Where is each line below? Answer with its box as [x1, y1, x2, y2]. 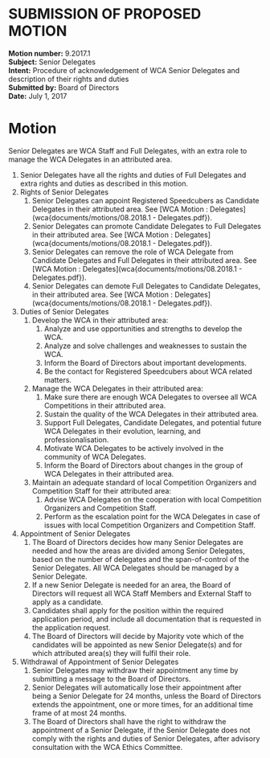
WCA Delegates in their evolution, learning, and [43, 426, 201, 436]
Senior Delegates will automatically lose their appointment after [31, 682, 242, 692]
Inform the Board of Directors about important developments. [43, 358, 247, 367]
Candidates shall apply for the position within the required [31, 605, 223, 615]
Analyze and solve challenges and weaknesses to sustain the [43, 341, 247, 350]
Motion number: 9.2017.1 [8, 48, 91, 58]
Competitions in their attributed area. [43, 400, 166, 410]
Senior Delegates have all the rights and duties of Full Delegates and [19, 170, 247, 179]
